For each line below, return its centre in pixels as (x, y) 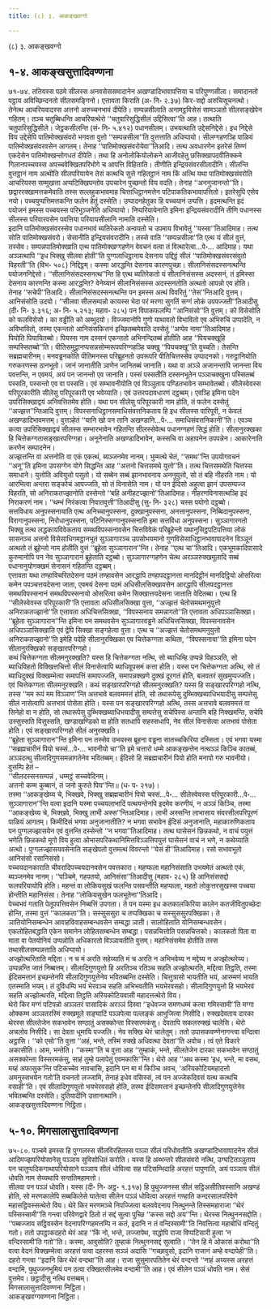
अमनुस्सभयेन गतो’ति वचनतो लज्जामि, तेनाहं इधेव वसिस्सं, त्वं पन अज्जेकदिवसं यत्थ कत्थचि (123, 1078)
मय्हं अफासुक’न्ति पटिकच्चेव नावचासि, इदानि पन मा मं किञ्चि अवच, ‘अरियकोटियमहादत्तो (119, 1069)
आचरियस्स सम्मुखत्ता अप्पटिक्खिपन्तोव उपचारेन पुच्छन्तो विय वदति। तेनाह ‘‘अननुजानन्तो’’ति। (126, 183)
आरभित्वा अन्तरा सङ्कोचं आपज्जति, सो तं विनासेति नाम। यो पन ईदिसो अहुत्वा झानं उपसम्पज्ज (127, 484)
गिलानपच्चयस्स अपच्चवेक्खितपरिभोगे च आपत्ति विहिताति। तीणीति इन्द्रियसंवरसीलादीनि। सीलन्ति (129, 165)
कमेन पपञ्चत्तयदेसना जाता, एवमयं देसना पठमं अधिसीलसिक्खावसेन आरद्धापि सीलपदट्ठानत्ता (121, 584)
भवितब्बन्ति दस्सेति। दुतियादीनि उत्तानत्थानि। (65, 1096)
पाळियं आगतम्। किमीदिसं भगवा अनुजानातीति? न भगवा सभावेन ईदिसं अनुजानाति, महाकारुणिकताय (131, 822)
